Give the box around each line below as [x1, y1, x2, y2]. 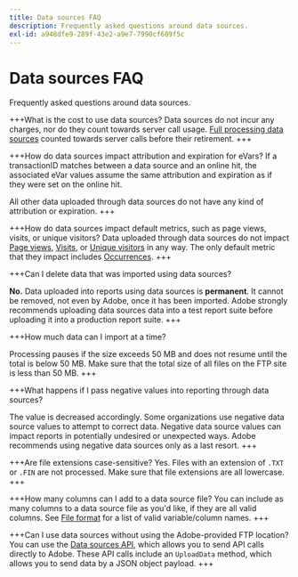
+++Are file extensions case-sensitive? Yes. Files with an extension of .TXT [9, 458, 285, 468]
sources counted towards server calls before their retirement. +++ [9, 134, 252, 144]
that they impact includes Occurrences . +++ [9, 251, 172, 263]
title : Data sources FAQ [9, 12, 101, 22]
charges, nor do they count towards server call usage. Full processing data [9, 124, 284, 134]
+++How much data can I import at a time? [9, 331, 166, 343]
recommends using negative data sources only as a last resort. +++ [9, 440, 258, 451]
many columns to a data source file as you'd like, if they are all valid [9, 503, 257, 514]
